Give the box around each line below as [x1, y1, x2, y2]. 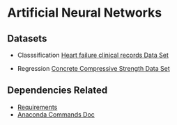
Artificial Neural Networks [7, 5, 162, 21]
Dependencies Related [7, 85, 108, 97]
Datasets [7, 33, 47, 44]
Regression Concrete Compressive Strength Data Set [17, 65, 171, 72]
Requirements [17, 103, 58, 111]
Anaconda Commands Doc [17, 110, 95, 119]
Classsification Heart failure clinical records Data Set [17, 51, 169, 59]
